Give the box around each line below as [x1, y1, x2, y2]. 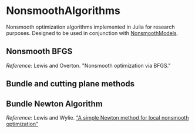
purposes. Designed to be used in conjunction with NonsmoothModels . [6, 29, 179, 36]
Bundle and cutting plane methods [6, 79, 135, 89]
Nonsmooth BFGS [6, 47, 73, 57]
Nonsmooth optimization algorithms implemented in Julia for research [6, 23, 175, 30]
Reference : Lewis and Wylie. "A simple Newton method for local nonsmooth [6, 114, 189, 121]
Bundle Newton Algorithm [6, 99, 103, 108]
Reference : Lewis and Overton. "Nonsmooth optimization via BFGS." [6, 62, 171, 69]
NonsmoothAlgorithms [6, 4, 120, 17]
